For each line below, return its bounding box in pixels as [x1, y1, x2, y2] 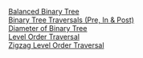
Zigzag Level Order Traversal [8, 41, 104, 50]
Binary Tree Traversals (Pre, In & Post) [8, 15, 135, 25]
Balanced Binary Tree [8, 7, 80, 16]
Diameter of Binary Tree [8, 24, 88, 33]
